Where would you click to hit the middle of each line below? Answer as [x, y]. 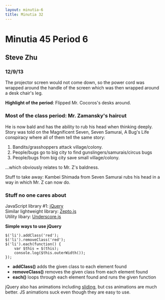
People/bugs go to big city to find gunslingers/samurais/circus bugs [82, 152]
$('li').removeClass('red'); [35, 240]
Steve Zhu [21, 58]
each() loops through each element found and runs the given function [84, 277]
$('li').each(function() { [33, 244]
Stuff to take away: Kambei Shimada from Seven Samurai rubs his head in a [83, 177]
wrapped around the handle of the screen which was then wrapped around [82, 88]
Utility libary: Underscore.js [33, 216]
